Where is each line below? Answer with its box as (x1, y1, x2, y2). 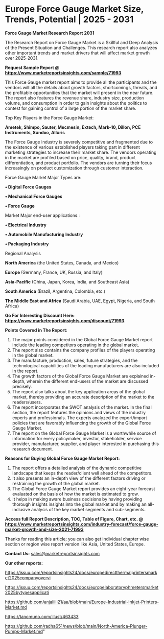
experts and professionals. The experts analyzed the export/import (12, 415, 147, 421)
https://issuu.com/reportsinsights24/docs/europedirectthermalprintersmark (5, 569, 158, 575)
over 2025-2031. (5, 55, 39, 61)
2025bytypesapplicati (5, 589, 49, 595)
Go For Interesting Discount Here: (5, 312, 75, 318)
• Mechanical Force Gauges (5, 193, 63, 199)
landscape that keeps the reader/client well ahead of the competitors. (12, 470, 153, 476)
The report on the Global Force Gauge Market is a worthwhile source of (12, 430, 157, 436)
